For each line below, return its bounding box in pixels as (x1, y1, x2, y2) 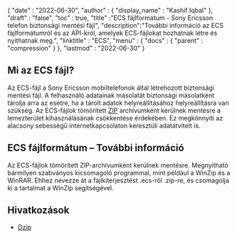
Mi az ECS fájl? (7, 64, 75, 77)
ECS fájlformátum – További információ (7, 142, 184, 154)
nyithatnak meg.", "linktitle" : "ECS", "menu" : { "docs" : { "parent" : (7, 36, 204, 45)
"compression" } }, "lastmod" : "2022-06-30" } (7, 44, 145, 52)
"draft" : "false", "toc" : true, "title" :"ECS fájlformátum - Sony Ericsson (7, 14, 214, 22)
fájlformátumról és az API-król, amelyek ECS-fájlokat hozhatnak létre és (7, 29, 218, 37)
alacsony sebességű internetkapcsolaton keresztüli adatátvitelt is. (7, 121, 201, 130)
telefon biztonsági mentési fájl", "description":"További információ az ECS (7, 21, 224, 29)
